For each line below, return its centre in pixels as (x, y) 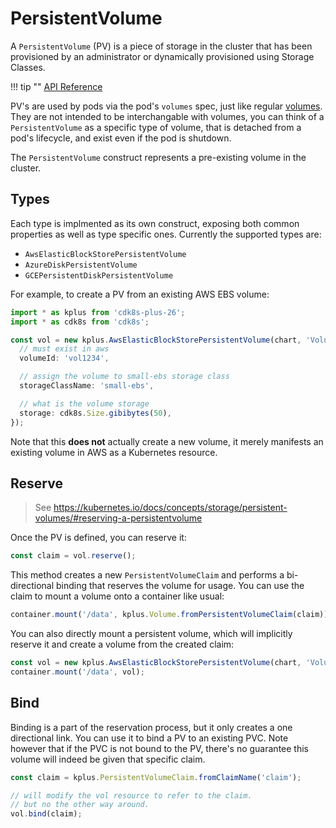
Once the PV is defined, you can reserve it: (98, 538)
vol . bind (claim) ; (46, 814)
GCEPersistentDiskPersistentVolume (99, 275)
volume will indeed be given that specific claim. (108, 759)
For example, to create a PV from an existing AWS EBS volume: (140, 294)
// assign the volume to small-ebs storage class (124, 377)
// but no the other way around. (80, 805)
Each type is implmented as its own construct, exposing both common (155, 223)
